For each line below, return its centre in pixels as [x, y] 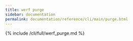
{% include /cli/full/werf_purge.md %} [45, 33]
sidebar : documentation [30, 14]
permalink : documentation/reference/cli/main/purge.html [67, 19]
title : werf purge [25, 10]
